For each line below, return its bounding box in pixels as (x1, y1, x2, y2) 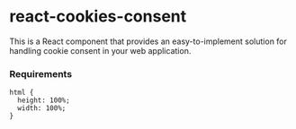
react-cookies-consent (9, 6, 187, 27)
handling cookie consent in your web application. (9, 45, 192, 56)
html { (9, 88, 34, 98)
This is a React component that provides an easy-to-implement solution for (9, 36, 288, 47)
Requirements (9, 67, 73, 80)
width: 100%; (17, 104, 67, 113)
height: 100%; (17, 96, 70, 105)
